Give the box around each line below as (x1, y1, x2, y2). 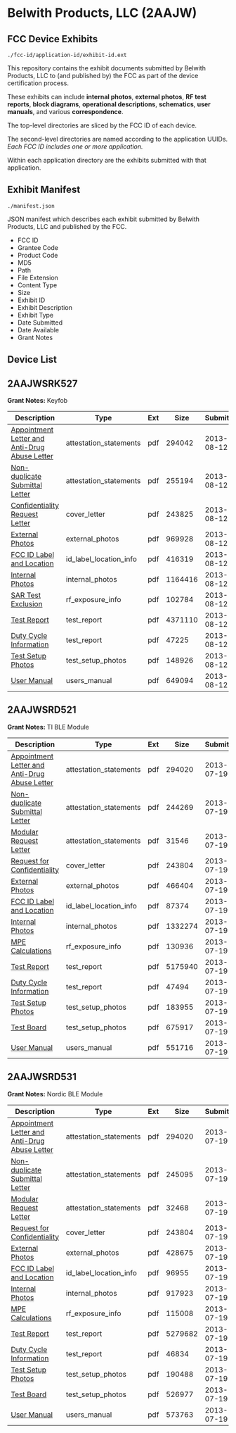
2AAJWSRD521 (7, 704, 77, 716)
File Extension (17, 273, 58, 282)
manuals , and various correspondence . (7, 108, 124, 115)
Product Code (17, 251, 58, 259)
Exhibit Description (17, 303, 72, 311)
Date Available (17, 325, 60, 334)
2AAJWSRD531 (7, 1071, 77, 1083)
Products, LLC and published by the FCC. (7, 222, 127, 230)
